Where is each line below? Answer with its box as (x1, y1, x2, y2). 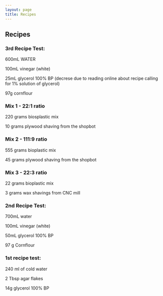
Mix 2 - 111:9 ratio (5, 136, 48, 143)
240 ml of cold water (5, 266, 48, 272)
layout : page (5, 7, 32, 12)
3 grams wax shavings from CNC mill (5, 190, 80, 196)
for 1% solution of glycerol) (5, 81, 60, 87)
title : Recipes (5, 12, 36, 17)
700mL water (5, 213, 32, 219)
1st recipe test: (5, 254, 41, 261)
